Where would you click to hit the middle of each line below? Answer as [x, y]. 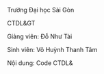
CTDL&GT [21, 23]
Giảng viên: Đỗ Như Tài [40, 36]
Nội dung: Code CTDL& [40, 63]
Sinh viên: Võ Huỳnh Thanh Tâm [52, 50]
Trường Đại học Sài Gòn [41, 10]
